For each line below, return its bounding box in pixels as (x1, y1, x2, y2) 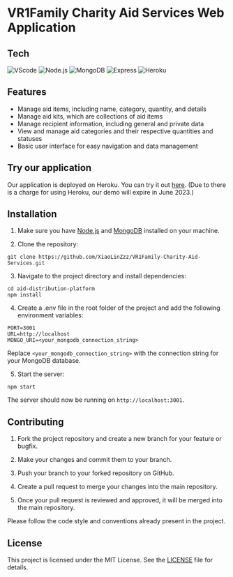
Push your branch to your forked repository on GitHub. (17, 469, 174, 477)
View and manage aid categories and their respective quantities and (17, 127, 213, 135)
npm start (7, 384, 36, 391)
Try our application (7, 162, 92, 174)
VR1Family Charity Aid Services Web (7, 5, 225, 21)
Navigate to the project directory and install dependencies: (17, 272, 186, 280)
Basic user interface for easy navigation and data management (17, 142, 198, 150)
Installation (7, 208, 57, 220)
